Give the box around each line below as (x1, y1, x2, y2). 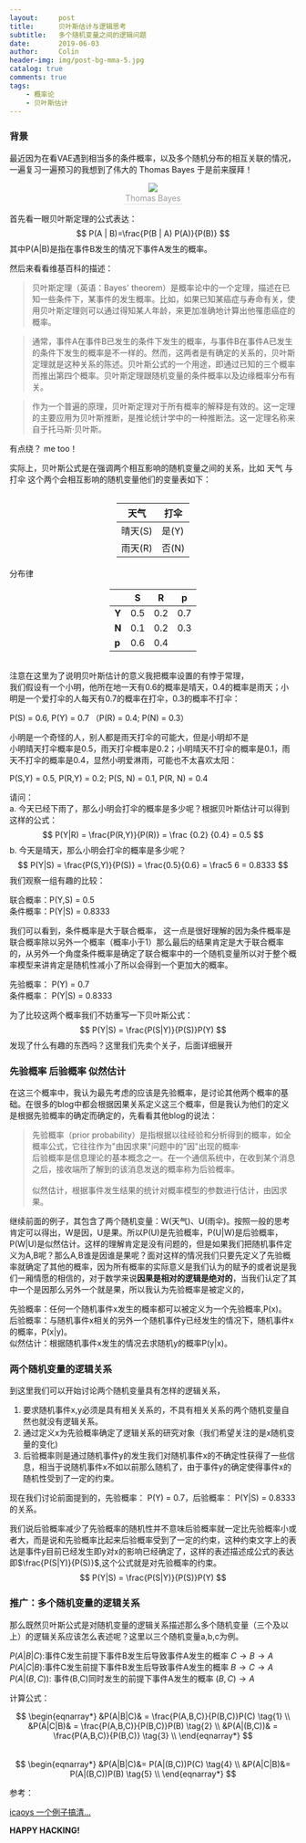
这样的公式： (9, 814, 57, 825)
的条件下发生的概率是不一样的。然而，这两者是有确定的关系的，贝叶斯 (31, 347, 296, 358)
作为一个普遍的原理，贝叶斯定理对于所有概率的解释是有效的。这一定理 (31, 401, 296, 412)
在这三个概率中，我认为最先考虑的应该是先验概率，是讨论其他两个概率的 (9, 1087, 280, 1098)
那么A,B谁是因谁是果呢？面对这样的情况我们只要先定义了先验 (54, 1250, 283, 1261)
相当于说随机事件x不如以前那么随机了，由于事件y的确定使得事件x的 (38, 1461, 291, 1472)
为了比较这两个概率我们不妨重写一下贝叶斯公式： (9, 1010, 193, 1021)
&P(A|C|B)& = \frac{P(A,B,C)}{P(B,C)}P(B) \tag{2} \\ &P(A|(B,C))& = (27, 1720, 279, 1731)
